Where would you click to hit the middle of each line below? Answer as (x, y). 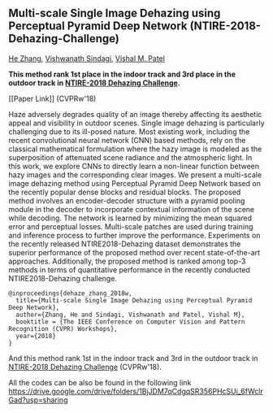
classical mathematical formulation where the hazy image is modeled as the (135, 149)
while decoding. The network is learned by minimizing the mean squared (130, 218)
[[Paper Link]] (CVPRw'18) (52, 98)
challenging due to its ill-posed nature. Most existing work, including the (129, 131)
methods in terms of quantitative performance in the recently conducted (129, 270)
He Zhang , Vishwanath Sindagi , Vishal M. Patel (87, 58)
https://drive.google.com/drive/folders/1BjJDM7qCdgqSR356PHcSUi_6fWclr (136, 391)
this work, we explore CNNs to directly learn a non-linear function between (134, 166)
